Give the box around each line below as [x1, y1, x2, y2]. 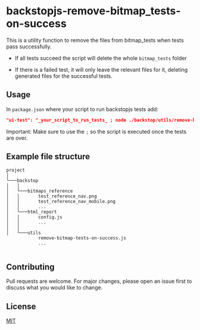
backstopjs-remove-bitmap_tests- [6, 4, 181, 18]
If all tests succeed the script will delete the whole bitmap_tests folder [14, 54, 187, 61]
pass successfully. [6, 43, 52, 50]
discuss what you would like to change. [6, 284, 103, 291]
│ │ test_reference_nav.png [6, 193, 97, 199]
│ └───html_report [6, 209, 58, 215]
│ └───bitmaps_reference [6, 188, 73, 195]
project [6, 167, 26, 174]
